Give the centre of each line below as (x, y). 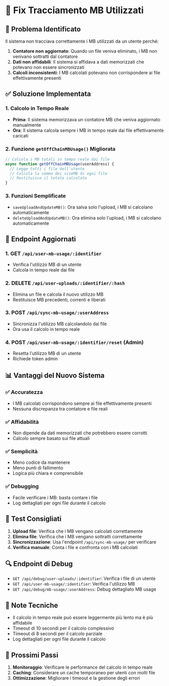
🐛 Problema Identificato (43, 29)
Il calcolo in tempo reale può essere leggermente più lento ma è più (83, 618)
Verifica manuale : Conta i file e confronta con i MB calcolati (75, 547)
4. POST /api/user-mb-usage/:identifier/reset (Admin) (75, 342)
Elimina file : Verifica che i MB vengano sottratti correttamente (77, 536)
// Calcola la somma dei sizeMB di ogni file (59, 174)
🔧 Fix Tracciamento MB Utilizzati (75, 10)
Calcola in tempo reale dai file (44, 270)
